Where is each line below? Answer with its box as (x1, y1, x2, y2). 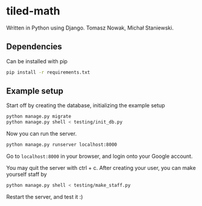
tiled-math (6, 4, 60, 18)
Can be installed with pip (6, 57, 68, 64)
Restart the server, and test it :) (6, 193, 83, 200)
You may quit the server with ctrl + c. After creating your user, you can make (6, 164, 196, 172)
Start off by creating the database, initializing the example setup (6, 102, 165, 109)
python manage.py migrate (6, 113, 71, 120)
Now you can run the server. (6, 130, 77, 137)
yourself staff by (6, 170, 47, 178)
